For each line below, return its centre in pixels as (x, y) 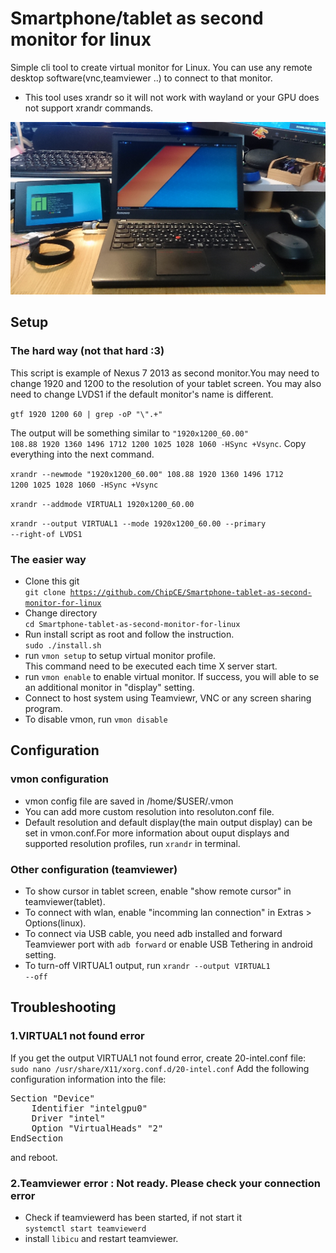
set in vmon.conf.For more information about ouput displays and (157, 833)
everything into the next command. (82, 454)
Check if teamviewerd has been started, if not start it (133, 1217)
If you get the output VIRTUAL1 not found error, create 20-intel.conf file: (158, 1058)
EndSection (37, 1138)
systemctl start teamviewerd (85, 1229)
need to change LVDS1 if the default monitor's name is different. (142, 394)
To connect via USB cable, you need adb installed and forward (153, 934)
